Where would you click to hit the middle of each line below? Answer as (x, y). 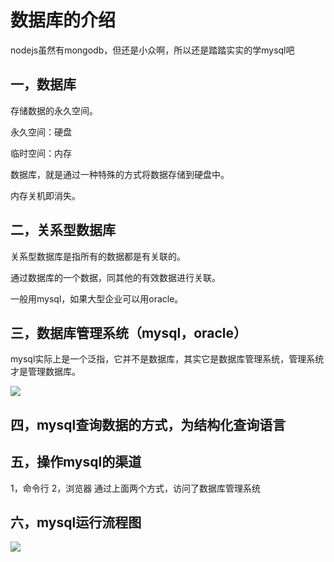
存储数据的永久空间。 (54, 110)
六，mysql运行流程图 (76, 522)
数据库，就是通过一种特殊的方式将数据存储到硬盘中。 (120, 174)
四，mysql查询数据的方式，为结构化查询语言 (148, 424)
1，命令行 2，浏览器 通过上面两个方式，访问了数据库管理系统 (136, 488)
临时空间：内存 (41, 153)
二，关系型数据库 (63, 230)
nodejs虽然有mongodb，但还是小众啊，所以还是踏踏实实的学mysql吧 (152, 50)
